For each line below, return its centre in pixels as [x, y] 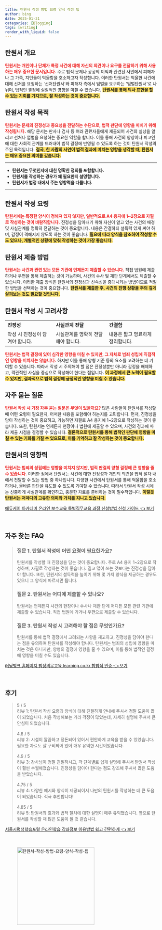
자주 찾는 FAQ [25, 536]
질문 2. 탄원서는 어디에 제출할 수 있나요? [61, 594]
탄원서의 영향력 [26, 455]
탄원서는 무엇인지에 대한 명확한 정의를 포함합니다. [58, 170]
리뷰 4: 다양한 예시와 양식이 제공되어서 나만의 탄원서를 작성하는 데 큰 [81, 790]
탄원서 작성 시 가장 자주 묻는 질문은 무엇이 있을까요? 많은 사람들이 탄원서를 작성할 [81, 408]
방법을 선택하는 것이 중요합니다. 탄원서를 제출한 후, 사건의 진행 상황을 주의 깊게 [83, 288]
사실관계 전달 [70, 325]
